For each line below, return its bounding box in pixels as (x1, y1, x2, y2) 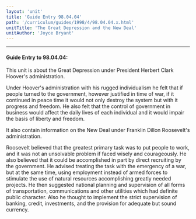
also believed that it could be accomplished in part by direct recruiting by (6, 157, 182, 164)
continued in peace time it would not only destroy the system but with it (6, 97, 178, 104)
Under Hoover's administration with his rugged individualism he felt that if (6, 84, 183, 91)
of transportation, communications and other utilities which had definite (6, 187, 178, 194)
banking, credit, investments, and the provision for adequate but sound (6, 200, 177, 207)
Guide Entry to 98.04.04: (6, 54, 68, 61)
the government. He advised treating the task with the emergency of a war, (6, 163, 187, 170)
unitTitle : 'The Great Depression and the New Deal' (6, 25, 137, 31)
